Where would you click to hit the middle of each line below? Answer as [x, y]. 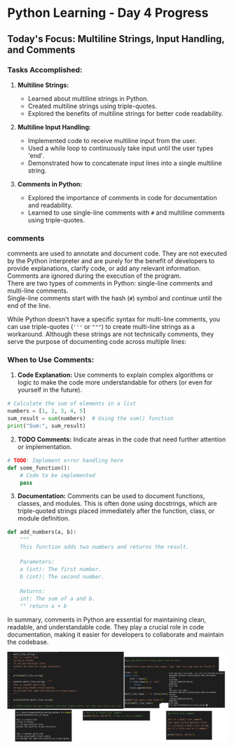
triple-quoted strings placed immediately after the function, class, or [116, 511]
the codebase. [28, 642]
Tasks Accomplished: [45, 69]
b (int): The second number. [62, 577]
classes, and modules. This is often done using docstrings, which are [117, 504]
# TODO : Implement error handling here [66, 460]
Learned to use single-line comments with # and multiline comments [126, 213]
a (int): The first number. [61, 569]
